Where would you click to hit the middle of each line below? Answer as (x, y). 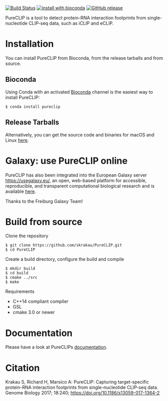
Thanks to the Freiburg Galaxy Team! (44, 201)
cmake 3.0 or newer (34, 313)
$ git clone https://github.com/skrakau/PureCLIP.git (64, 246)
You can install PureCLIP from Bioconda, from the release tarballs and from (84, 58)
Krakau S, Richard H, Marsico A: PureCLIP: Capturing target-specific (77, 382)
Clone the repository (27, 236)
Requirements (20, 292)
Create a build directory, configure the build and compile (65, 259)
